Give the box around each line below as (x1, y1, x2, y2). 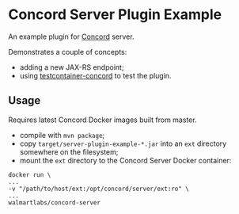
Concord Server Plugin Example (8, 6, 222, 24)
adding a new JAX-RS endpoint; (19, 62, 124, 72)
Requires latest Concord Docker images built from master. (8, 115, 197, 124)
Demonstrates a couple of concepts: (8, 47, 127, 56)
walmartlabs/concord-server (8, 198, 101, 207)
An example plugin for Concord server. (8, 32, 135, 41)
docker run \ (8, 170, 51, 179)
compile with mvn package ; (19, 130, 105, 139)
